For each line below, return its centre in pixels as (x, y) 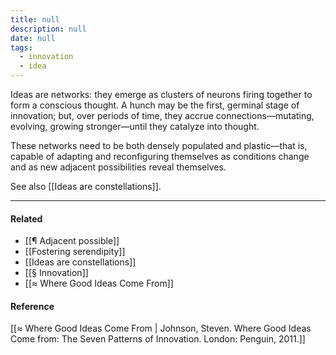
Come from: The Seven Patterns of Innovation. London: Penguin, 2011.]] (158, 339)
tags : (21, 47)
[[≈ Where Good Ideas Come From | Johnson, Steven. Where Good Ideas (161, 328)
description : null (48, 29)
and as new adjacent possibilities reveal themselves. (118, 167)
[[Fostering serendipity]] (75, 252)
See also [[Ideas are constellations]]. (86, 186)
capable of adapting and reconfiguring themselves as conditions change (160, 156)
